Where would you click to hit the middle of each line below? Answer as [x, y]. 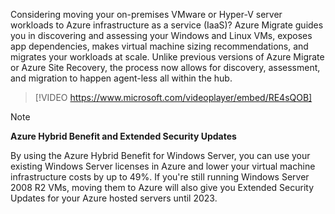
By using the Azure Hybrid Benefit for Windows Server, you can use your [160, 155]
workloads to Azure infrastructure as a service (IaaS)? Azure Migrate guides [167, 25]
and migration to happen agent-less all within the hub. [121, 78]
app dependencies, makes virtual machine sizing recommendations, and [159, 46]
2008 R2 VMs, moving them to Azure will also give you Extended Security [162, 187]
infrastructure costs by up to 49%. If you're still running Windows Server [160, 177]
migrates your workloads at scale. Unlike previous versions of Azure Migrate [167, 57]
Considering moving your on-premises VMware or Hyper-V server [146, 14]
